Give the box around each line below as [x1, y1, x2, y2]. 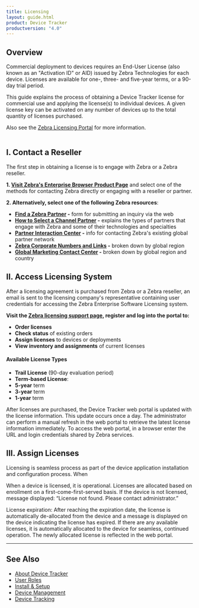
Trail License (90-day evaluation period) [14, 369, 114, 376]
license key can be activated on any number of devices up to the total [6, 106, 176, 114]
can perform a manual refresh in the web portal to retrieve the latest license [6, 418, 191, 426]
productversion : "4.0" [6, 25, 62, 31]
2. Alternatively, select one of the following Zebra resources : [6, 199, 159, 206]
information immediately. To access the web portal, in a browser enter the [6, 424, 187, 431]
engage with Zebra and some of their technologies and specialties [14, 223, 176, 230]
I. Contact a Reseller [6, 147, 82, 157]
